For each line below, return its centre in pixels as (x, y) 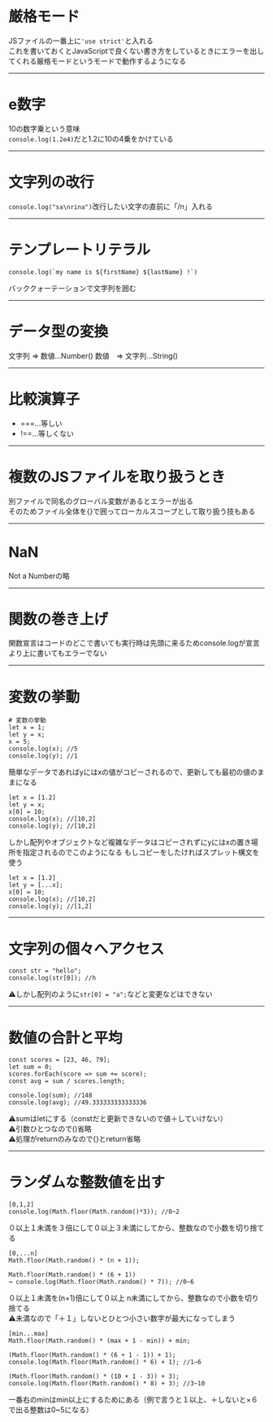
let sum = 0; (30, 1067)
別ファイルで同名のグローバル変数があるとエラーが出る (101, 501)
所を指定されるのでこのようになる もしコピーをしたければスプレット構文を (134, 852)
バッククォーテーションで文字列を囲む (72, 288)
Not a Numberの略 (39, 576)
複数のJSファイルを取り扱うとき (117, 477)
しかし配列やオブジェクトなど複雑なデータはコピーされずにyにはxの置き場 (133, 842)
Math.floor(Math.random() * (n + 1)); (74, 1261)
